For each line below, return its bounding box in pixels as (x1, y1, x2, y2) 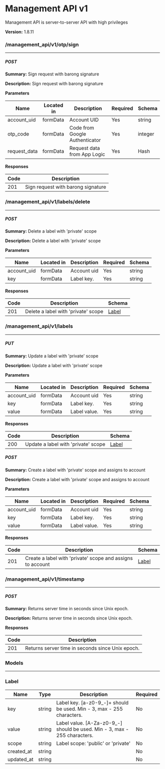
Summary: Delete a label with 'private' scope (5, 228, 97, 234)
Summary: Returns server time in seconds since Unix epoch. (5, 605, 129, 611)
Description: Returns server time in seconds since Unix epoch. (5, 615, 133, 621)
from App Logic (69, 151, 106, 158)
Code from (69, 124, 94, 131)
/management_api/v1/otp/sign (5, 41, 79, 48)
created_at (7, 748, 32, 755)
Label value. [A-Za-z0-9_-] (56, 719, 123, 726)
